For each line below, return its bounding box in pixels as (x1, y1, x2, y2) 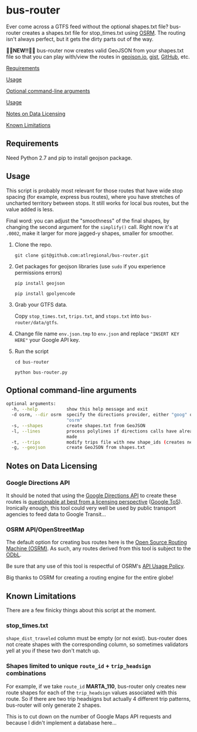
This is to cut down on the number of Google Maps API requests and (6, 713, 172, 720)
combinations (6, 669, 46, 677)
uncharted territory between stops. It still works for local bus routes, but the (6, 199, 189, 207)
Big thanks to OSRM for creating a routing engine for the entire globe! (6, 574, 174, 581)
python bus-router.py (14, 369, 67, 375)
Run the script (14, 348, 49, 355)
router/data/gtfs (14, 320, 57, 325)
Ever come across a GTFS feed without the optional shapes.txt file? (6, 23, 169, 30)
